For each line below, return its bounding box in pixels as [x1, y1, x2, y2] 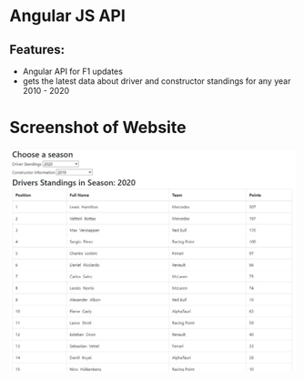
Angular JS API [9, 5, 126, 26]
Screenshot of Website [9, 118, 187, 138]
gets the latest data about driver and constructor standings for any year [22, 76, 291, 87]
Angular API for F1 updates [22, 66, 123, 77]
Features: [9, 42, 66, 57]
